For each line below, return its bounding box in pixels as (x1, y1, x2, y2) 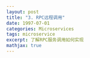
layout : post (6, 8, 39, 15)
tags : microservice (6, 31, 56, 37)
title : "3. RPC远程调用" (6, 14, 65, 21)
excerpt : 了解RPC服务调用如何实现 (6, 37, 84, 43)
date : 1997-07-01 (6, 20, 50, 26)
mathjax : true (6, 43, 42, 49)
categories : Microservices (6, 25, 74, 32)
